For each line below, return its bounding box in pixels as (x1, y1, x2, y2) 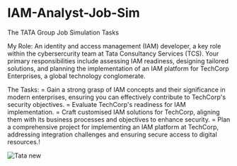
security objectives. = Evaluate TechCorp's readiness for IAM (7, 100, 186, 108)
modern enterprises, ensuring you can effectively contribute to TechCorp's (7, 93, 226, 101)
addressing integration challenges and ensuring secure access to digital (7, 130, 217, 139)
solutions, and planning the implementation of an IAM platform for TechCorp (7, 64, 230, 72)
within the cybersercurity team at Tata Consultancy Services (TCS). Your (7, 49, 219, 58)
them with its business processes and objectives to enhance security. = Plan (7, 115, 231, 124)
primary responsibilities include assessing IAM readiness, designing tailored (7, 56, 229, 65)
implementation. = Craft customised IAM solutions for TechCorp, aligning (7, 108, 221, 116)
